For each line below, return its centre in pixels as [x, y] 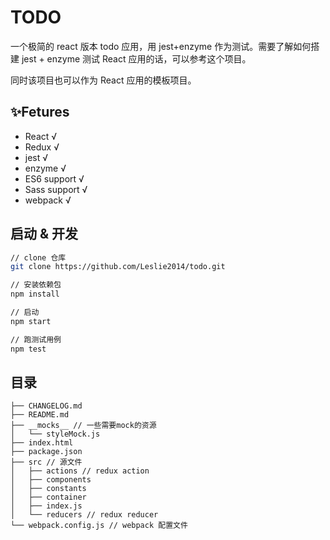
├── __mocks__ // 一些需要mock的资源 [83, 426]
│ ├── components [51, 480]
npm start [31, 321]
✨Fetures [40, 112]
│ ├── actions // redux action [80, 471]
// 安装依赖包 [36, 285]
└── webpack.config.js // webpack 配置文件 [99, 526]
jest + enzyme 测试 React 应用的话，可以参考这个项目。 [136, 58]
